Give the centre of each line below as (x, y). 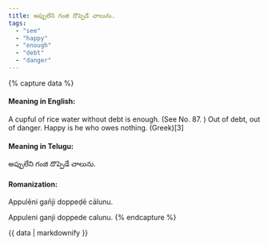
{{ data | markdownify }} (48, 233)
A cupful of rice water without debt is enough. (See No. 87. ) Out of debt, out (134, 119)
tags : (17, 23)
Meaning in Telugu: (41, 146)
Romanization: (33, 184)
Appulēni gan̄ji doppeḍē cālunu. (61, 202)
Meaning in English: (42, 102)
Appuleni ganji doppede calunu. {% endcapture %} (92, 218)
